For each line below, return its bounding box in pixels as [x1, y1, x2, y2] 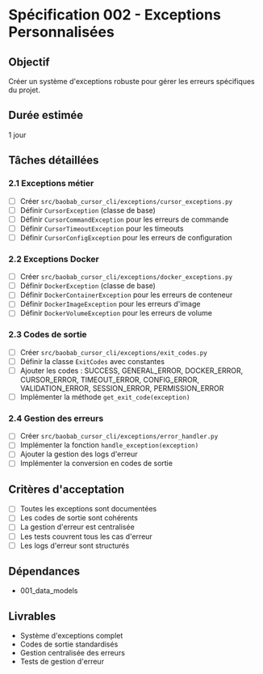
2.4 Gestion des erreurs [8, 413, 104, 424]
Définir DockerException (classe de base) [19, 281, 156, 290]
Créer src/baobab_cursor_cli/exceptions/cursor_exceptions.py [19, 196, 232, 206]
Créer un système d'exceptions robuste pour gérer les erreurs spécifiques [8, 77, 256, 86]
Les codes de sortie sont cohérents [19, 513, 139, 523]
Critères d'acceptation [8, 482, 125, 496]
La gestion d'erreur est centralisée [19, 522, 135, 532]
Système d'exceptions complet [19, 631, 123, 641]
